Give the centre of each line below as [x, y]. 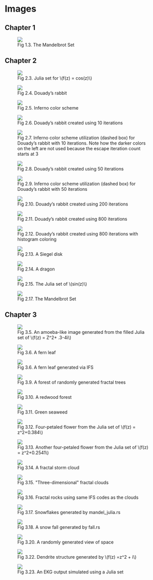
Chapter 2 [21, 61]
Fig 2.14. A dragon [36, 269]
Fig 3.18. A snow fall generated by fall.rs [59, 527]
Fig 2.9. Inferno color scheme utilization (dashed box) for [76, 184]
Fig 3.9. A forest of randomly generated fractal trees [71, 382]
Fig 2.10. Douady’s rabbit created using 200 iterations [73, 204]
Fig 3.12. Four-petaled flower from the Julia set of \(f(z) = [76, 427]
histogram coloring [37, 239]
